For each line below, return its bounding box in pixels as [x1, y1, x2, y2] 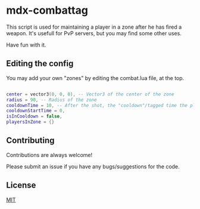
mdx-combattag [6, 4, 88, 17]
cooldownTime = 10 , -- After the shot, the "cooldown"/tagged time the [6, 102, 187, 108]
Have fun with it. [6, 41, 46, 48]
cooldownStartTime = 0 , [6, 108, 65, 114]
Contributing [6, 136, 55, 146]
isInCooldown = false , [6, 113, 62, 119]
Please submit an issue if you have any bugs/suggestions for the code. [6, 162, 180, 170]
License [6, 180, 36, 190]
